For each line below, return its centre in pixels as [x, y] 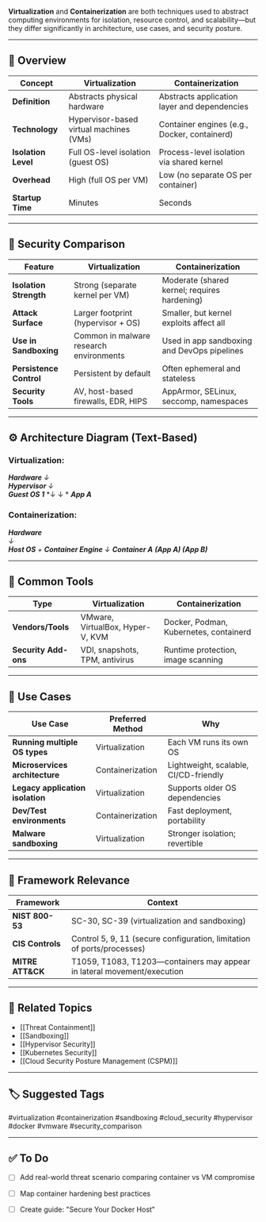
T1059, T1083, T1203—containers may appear [161, 962]
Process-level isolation [202, 152]
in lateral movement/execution [127, 972]
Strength [29, 295]
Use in [25, 341]
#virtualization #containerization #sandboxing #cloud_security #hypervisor [131, 1117]
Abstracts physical [103, 96]
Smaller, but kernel [197, 313]
